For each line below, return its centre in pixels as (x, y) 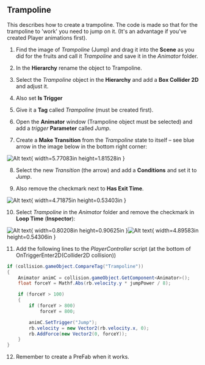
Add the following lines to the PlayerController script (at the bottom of (103, 248)
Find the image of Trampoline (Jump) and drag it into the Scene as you (105, 49)
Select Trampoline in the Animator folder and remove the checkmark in (105, 212)
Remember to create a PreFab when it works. (73, 357)
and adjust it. (32, 86)
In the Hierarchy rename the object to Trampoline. (79, 68)
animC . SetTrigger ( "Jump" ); (63, 322)
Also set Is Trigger (39, 98)
